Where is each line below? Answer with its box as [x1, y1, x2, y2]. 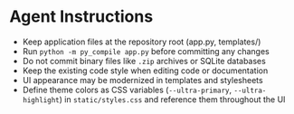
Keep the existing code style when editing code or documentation [22, 65, 269, 76]
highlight [22, 95, 61, 105]
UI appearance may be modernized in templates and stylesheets [22, 74, 264, 85]
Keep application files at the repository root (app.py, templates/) [22, 36, 261, 47]
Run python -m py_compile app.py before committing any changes [22, 45, 270, 56]
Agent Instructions [9, 6, 154, 27]
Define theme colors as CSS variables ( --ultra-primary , [22, 84, 232, 95]
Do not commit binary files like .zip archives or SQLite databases [22, 55, 267, 66]
